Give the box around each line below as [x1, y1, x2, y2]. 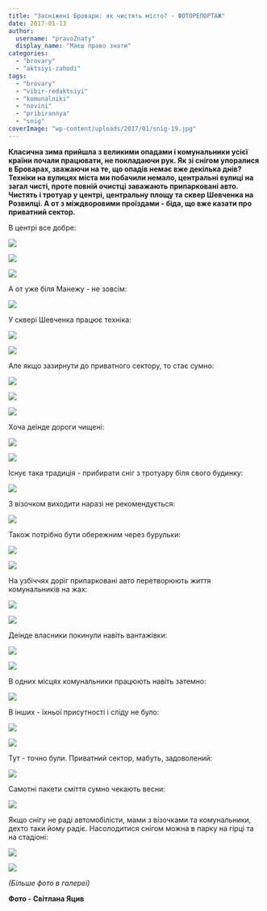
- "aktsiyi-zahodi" [15, 65, 81, 73]
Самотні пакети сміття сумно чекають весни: [8, 784, 165, 794]
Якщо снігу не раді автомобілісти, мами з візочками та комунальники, [8, 815, 252, 824]
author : [8, 27, 35, 35]
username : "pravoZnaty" [15, 34, 95, 43]
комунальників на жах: [8, 584, 88, 594]
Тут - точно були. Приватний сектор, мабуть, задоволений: [8, 753, 213, 763]
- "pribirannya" [15, 110, 70, 118]
